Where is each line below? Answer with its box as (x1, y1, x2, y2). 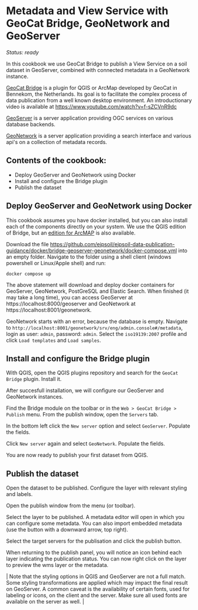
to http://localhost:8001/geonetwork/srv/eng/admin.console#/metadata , (6, 324, 183, 331)
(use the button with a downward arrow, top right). (6, 526, 128, 533)
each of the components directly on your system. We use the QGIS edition (6, 223, 187, 230)
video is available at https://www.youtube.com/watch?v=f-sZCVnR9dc (6, 103, 177, 110)
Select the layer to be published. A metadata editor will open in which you (6, 514, 184, 521)
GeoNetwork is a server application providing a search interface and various (6, 132, 192, 139)
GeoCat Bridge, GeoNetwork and (6, 17, 170, 30)
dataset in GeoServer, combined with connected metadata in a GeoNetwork (6, 66, 190, 73)
